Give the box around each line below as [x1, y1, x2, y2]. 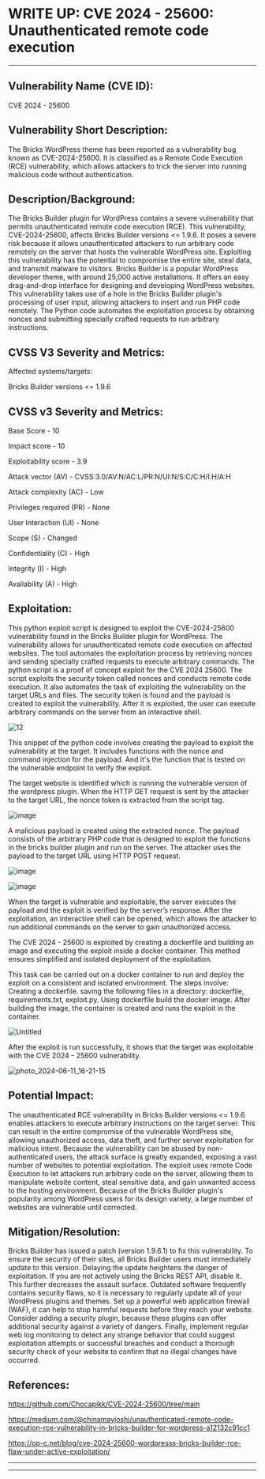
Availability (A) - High [8, 579, 77, 588]
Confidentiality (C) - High [8, 549, 91, 558]
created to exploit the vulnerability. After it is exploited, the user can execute [8, 698, 256, 708]
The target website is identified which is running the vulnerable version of [8, 778, 248, 788]
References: [8, 1378, 69, 1392]
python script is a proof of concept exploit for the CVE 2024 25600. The [8, 665, 243, 675]
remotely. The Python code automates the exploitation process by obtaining [8, 306, 255, 316]
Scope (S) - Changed [8, 533, 77, 543]
